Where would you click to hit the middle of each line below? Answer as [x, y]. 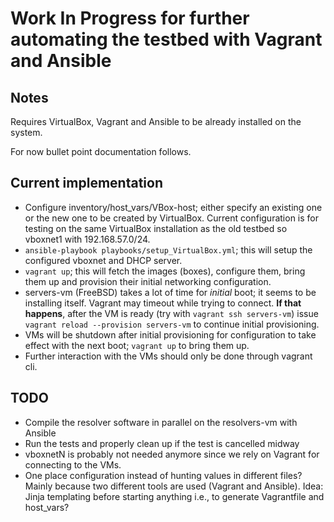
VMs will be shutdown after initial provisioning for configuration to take [170, 334]
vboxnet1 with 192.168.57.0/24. [87, 239]
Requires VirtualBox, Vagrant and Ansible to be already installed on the [156, 121]
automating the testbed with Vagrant [166, 39]
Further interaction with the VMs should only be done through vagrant [168, 356]
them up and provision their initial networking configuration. [148, 281]
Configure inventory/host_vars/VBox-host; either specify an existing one [173, 207]
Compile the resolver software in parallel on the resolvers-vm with [161, 422]
